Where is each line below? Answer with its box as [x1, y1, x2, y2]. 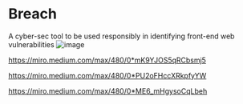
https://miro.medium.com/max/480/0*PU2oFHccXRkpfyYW [8, 70, 207, 80]
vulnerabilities [8, 39, 55, 49]
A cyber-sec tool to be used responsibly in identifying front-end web [8, 31, 235, 41]
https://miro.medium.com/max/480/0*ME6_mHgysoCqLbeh [8, 86, 208, 96]
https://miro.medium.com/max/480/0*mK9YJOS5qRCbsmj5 [8, 55, 207, 65]
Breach [8, 5, 58, 23]
